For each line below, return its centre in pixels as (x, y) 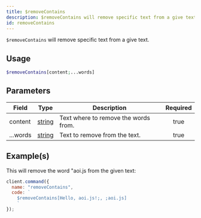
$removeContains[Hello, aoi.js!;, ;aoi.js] (72, 198)
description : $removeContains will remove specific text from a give (95, 17)
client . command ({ (28, 182)
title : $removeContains (36, 12)
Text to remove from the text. (100, 135)
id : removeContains (31, 23)
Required (179, 108)
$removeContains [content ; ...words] (51, 72)
